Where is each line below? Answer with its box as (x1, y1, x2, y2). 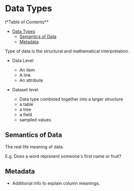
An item (19, 67, 35, 73)
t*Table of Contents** (5, 19, 49, 25)
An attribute (19, 77, 43, 83)
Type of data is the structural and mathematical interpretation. (5, 48, 130, 54)
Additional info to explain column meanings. (12, 180, 100, 186)
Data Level (12, 57, 34, 63)
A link (19, 72, 31, 78)
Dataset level (12, 87, 38, 92)
